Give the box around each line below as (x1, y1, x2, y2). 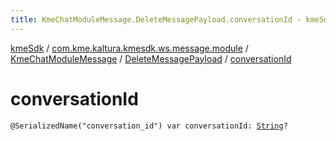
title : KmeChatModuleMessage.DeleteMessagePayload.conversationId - (10, 14, 302, 25)
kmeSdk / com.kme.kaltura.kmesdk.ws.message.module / (10, 42, 249, 54)
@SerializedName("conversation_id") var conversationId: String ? (10, 121, 288, 131)
